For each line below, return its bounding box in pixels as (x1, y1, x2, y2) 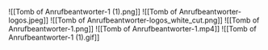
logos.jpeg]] (8, 15, 49, 25)
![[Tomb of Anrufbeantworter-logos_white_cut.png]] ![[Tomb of (50, 15, 260, 25)
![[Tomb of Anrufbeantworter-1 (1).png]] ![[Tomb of (8, 7, 178, 16)
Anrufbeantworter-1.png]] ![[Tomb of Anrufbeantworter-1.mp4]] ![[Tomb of (8, 24, 257, 33)
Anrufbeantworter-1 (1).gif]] (8, 32, 100, 42)
